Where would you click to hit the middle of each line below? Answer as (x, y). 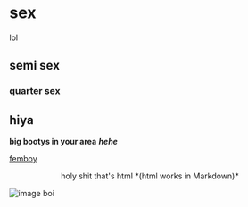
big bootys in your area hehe (64, 142)
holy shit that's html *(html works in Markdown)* (150, 176)
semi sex (35, 66)
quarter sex (35, 91)
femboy (23, 159)
